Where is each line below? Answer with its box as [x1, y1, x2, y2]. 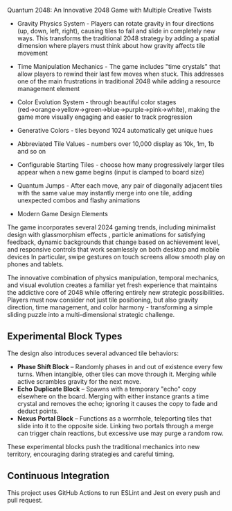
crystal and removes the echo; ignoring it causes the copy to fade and [17, 399, 218, 407]
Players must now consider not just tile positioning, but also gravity [7, 295, 199, 304]
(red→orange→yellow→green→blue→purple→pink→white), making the [17, 106, 220, 113]
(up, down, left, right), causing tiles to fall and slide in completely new [17, 27, 216, 35]
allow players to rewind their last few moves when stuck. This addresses [17, 70, 224, 78]
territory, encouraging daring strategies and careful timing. [7, 450, 175, 458]
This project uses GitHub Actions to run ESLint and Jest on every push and [7, 488, 220, 496]
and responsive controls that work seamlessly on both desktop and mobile [7, 245, 220, 253]
